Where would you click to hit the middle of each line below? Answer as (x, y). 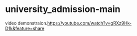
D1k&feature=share (25, 28)
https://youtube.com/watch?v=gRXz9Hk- (89, 23)
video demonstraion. (26, 23)
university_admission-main (63, 9)
